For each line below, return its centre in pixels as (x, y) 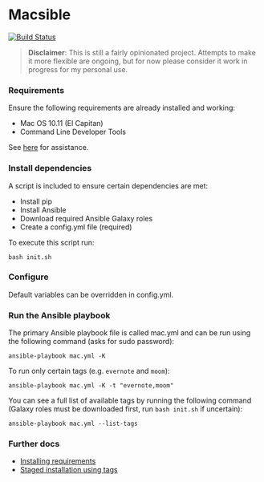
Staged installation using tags (69, 470)
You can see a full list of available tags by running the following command (130, 401)
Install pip (36, 201)
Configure (28, 277)
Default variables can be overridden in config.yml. (91, 294)
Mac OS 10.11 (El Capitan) (61, 124)
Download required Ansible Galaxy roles (86, 218)
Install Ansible (43, 209)
